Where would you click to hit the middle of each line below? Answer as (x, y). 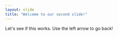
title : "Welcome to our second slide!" (46, 14)
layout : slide (20, 10)
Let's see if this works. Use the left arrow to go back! (59, 28)
